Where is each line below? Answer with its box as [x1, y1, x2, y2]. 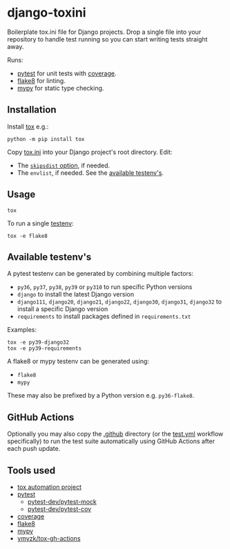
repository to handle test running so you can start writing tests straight [7, 35, 208, 43]
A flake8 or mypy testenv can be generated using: [7, 357, 150, 366]
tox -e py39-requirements [7, 345, 82, 352]
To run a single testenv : [7, 219, 74, 227]
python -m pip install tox [7, 136, 85, 142]
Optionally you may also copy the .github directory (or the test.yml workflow [7, 430, 224, 438]
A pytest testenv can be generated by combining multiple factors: [7, 270, 193, 278]
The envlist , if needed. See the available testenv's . [17, 168, 164, 177]
